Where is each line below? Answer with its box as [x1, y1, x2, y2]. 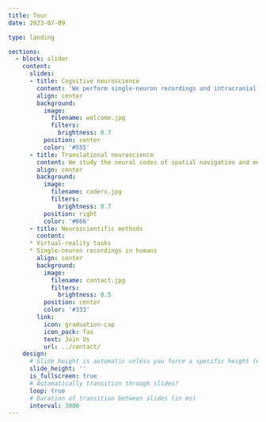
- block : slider [15, 55, 69, 63]
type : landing [8, 33, 55, 41]
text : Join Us [43, 335, 90, 343]
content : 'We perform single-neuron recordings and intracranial [36, 84, 257, 92]
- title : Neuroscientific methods [28, 224, 144, 232]
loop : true [28, 386, 66, 395]
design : [22, 350, 47, 358]
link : [36, 313, 55, 321]
